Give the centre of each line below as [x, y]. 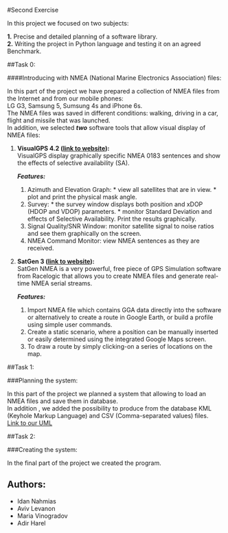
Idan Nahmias [36, 501]
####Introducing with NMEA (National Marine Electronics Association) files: [114, 78]
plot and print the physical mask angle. [82, 197]
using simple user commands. [70, 325]
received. [41, 248]
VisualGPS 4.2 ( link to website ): [63, 148]
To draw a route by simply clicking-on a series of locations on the [120, 346]
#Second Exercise [33, 10]
